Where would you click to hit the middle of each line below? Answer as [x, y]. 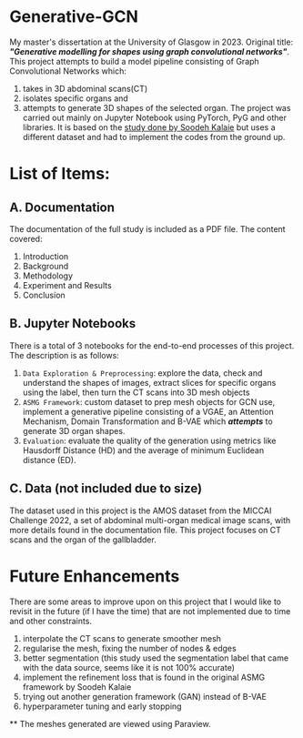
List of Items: [60, 174]
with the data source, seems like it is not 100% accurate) [128, 667]
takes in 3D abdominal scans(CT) [85, 88]
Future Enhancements [95, 576]
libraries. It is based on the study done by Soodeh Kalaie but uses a [149, 127]
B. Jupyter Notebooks [73, 324]
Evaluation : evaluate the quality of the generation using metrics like [149, 440]
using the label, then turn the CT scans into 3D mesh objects [136, 392]
